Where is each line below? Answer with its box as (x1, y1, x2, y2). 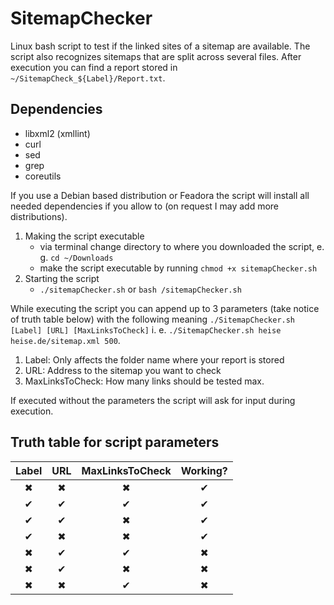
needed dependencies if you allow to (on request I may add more (10, 200, 280, 212)
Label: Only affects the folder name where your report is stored (24, 353, 285, 366)
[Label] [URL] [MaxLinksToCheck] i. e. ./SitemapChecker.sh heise (10, 323, 282, 336)
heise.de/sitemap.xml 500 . (10, 334, 121, 346)
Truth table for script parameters (10, 434, 220, 451)
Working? (180, 463, 228, 477)
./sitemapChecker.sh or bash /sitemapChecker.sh (39, 283, 242, 295)
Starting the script (24, 272, 100, 284)
